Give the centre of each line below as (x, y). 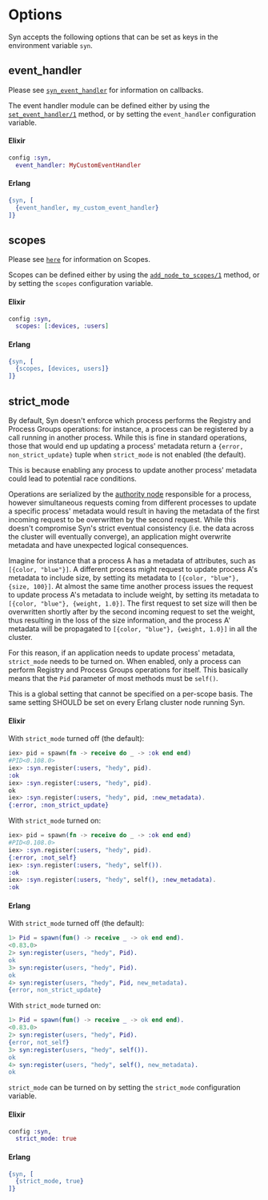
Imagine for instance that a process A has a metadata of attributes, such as (132, 560)
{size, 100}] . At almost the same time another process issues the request (131, 586)
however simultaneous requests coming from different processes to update (132, 502)
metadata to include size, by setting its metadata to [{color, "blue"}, (124, 578)
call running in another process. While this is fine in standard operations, (128, 437)
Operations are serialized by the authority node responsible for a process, (130, 493)
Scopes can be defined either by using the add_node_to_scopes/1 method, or (134, 275)
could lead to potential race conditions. (73, 478)
